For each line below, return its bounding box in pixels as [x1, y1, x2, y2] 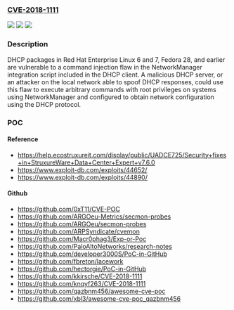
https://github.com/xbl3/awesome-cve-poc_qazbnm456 [17, 294, 181, 303]
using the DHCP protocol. [7, 100, 82, 108]
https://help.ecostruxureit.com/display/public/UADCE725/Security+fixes [17, 150, 227, 159]
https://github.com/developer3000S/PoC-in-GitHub [17, 250, 167, 258]
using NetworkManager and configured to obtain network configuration [7, 93, 214, 101]
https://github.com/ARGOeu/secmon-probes [17, 219, 147, 228]
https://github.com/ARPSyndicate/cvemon [17, 227, 141, 235]
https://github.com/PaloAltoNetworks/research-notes [17, 242, 172, 250]
